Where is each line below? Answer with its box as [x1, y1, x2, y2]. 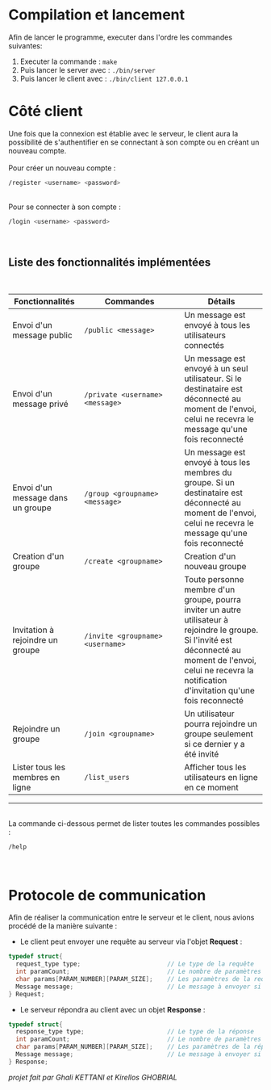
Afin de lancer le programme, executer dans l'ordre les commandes [8, 32, 232, 42]
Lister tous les [12, 761, 66, 773]
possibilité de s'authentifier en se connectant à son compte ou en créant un [8, 137, 260, 147]
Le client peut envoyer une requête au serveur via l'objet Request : [19, 937, 243, 946]
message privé [12, 398, 69, 409]
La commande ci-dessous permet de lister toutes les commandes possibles [8, 819, 261, 828]
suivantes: [8, 40, 43, 50]
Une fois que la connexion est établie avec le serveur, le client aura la [8, 128, 239, 138]
